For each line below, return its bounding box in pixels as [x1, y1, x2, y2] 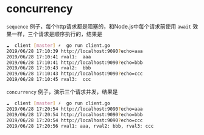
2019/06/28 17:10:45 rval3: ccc [6, 77, 91, 83]
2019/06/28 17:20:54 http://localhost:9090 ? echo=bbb [6, 111, 143, 117]
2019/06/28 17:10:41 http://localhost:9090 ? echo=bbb [6, 60, 143, 66]
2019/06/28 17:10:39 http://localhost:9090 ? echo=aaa [6, 48, 143, 54]
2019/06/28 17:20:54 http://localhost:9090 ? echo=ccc [6, 117, 143, 123]
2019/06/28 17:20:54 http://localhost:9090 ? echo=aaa [6, 106, 143, 112]
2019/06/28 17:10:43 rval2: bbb [6, 65, 91, 71]
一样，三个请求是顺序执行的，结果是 [11, 30, 102, 38]
